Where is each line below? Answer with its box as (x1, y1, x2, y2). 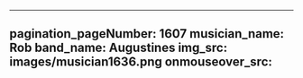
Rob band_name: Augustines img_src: (9, 40, 228, 56)
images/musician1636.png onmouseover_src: (9, 55, 273, 70)
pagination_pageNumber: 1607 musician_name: (9, 26, 285, 41)
